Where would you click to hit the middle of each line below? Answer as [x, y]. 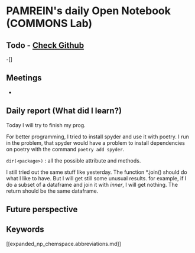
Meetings [24, 78]
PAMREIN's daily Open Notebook [89, 11]
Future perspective [42, 210]
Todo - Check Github [45, 45]
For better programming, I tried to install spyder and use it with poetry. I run [97, 137]
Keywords [25, 230]
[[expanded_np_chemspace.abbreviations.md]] [64, 244]
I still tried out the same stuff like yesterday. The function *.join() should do [97, 172]
